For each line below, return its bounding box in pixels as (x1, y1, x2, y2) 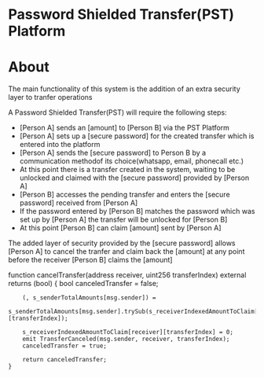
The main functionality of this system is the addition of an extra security (8, 84, 241, 94)
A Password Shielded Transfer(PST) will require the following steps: (8, 108, 227, 117)
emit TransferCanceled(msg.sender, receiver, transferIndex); (22, 336, 230, 343)
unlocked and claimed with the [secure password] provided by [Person (19, 173, 250, 182)
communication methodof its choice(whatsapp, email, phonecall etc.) (19, 156, 244, 166)
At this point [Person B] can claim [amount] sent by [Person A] (19, 223, 222, 233)
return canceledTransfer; (22, 356, 108, 364)
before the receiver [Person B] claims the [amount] (8, 255, 173, 265)
